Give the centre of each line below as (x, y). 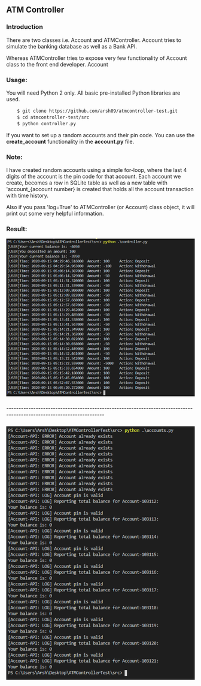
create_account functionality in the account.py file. (70, 141)
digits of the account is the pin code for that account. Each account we (94, 176)
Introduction (25, 27)
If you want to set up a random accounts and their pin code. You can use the (100, 135)
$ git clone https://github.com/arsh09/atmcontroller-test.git (98, 111)
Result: (17, 229)
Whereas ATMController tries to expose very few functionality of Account (97, 58)
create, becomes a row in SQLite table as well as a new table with (87, 183)
